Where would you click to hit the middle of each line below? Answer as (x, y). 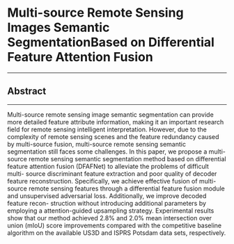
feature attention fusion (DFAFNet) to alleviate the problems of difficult (108, 166)
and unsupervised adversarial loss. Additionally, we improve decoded (107, 195)
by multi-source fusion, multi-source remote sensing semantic (97, 144)
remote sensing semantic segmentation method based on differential (127, 158)
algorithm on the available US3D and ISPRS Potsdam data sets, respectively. (117, 233)
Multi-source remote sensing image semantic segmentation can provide (110, 114)
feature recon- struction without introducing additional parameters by (107, 203)
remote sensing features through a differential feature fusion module (127, 188)
